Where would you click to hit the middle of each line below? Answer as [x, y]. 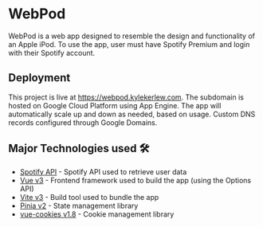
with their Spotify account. [52, 53]
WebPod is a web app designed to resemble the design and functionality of [131, 36]
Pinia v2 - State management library [79, 205]
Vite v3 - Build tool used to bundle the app [89, 197]
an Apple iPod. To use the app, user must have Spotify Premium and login [129, 44]
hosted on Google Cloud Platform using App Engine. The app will [115, 105]
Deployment [39, 78]
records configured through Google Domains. [83, 122]
